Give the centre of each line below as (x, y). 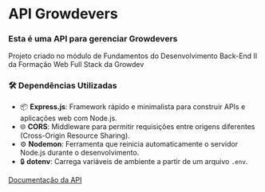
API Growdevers (63, 14)
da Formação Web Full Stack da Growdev (76, 65)
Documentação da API (45, 179)
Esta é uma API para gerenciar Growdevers (93, 39)
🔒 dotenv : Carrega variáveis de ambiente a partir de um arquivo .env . (134, 161)
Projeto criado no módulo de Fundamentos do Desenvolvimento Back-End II (133, 56)
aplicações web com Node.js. (68, 118)
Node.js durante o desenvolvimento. (79, 152)
